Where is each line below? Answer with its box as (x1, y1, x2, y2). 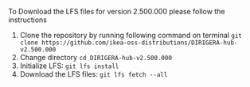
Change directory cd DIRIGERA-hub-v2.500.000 (19, 53, 173, 62)
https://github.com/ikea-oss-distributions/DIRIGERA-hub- (41, 39, 238, 47)
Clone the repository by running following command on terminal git (19, 31, 243, 40)
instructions (8, 15, 48, 25)
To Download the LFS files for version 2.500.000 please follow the (8, 7, 225, 16)
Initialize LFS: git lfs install (19, 61, 119, 70)
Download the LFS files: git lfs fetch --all (19, 70, 168, 78)
